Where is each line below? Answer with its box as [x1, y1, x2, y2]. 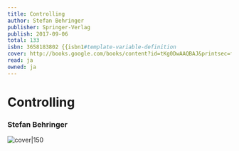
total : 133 [7, 37, 40, 44]
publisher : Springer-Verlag [7, 24, 91, 31]
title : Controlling [7, 10, 65, 18]
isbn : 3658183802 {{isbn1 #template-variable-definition [7, 43, 176, 51]
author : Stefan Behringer [7, 17, 84, 24]
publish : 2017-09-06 [7, 30, 69, 38]
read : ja [7, 57, 33, 64]
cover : [7, 51, 27, 58]
